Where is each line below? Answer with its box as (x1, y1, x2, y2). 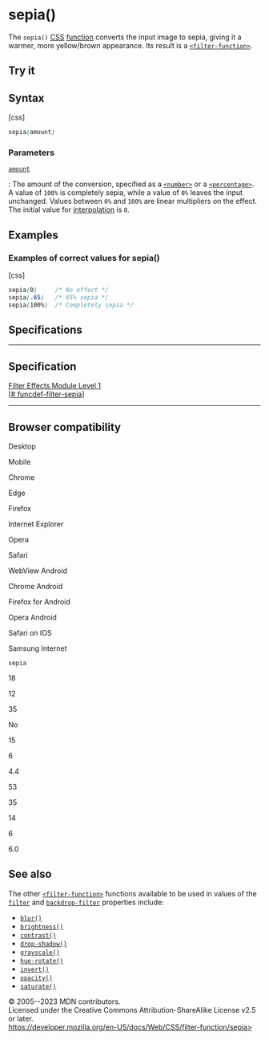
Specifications (8, 323, 82, 337)
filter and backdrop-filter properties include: (8, 897, 164, 907)
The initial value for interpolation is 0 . (8, 205, 130, 214)
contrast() (19, 931, 57, 940)
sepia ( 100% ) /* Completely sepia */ (8, 301, 134, 309)
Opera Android (8, 612, 58, 623)
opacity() (19, 973, 54, 982)
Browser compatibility (8, 420, 122, 434)
